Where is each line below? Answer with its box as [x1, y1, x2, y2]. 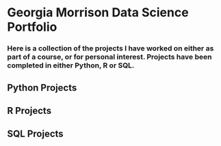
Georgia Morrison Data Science [7, 5, 190, 20]
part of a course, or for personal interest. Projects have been [7, 53, 212, 62]
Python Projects [7, 82, 77, 93]
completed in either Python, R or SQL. [7, 61, 135, 70]
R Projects [7, 104, 52, 117]
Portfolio [7, 19, 57, 35]
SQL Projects [7, 128, 64, 140]
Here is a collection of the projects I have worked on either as [7, 44, 214, 53]
